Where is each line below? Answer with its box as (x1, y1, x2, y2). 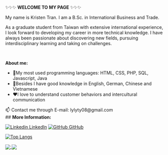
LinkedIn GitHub (29, 124, 84, 130)
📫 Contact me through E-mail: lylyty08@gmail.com (5, 107, 113, 113)
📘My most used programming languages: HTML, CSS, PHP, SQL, (12, 70, 149, 75)
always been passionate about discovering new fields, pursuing (5, 35, 139, 41)
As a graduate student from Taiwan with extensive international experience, (5, 24, 163, 30)
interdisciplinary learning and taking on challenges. (5, 41, 112, 46)
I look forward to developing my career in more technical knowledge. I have (5, 30, 163, 35)
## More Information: (5, 114, 52, 120)
